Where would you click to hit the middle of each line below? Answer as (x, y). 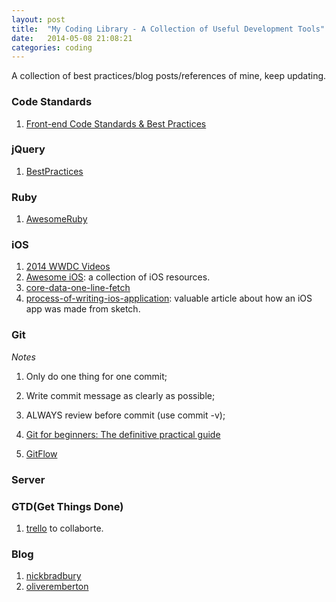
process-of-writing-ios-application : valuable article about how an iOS (169, 298)
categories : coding (52, 47)
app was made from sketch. (83, 309)
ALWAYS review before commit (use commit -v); (125, 415)
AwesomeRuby (56, 219)
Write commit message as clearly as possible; (120, 395)
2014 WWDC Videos (68, 267)
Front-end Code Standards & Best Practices (116, 123)
